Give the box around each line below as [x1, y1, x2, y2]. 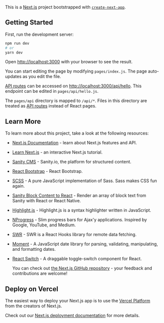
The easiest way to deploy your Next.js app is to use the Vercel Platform [5, 298, 151, 304]
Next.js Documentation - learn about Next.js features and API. [12, 140, 137, 146]
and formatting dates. [12, 246, 56, 252]
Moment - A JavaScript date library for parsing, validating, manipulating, [12, 241, 158, 247]
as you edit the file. [23, 74, 61, 80]
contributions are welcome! [12, 270, 68, 276]
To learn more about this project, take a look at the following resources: [5, 130, 149, 136]
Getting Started [5, 18, 53, 27]
